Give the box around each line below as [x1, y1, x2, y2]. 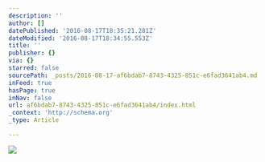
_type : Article [8, 116, 60, 124]
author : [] [8, 19, 45, 27]
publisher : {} [8, 49, 56, 57]
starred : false [8, 64, 60, 72]
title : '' [8, 42, 42, 50]
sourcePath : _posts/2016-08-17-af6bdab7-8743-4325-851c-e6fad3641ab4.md [8, 71, 258, 79]
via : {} [8, 57, 35, 65]
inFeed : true [8, 79, 52, 87]
